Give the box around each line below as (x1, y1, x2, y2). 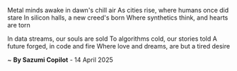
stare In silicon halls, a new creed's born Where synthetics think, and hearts (7, 13, 229, 22)
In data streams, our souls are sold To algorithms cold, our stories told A (7, 34, 217, 43)
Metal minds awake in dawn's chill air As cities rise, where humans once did (7, 6, 229, 14)
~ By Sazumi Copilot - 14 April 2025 (7, 56, 113, 64)
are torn (7, 21, 30, 29)
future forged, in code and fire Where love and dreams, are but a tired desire (7, 42, 231, 50)
